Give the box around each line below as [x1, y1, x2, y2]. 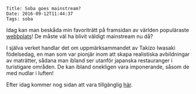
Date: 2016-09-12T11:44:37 [6, 11, 73, 17]
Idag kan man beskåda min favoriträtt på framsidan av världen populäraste [6, 27, 189, 33]
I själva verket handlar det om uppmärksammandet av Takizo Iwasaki [6, 45, 176, 51]
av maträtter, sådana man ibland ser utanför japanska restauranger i [6, 57, 173, 64]
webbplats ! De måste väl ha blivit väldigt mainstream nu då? [6, 33, 153, 40]
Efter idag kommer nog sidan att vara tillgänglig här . [6, 81, 133, 88]
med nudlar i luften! [6, 70, 54, 77]
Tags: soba [6, 16, 33, 22]
